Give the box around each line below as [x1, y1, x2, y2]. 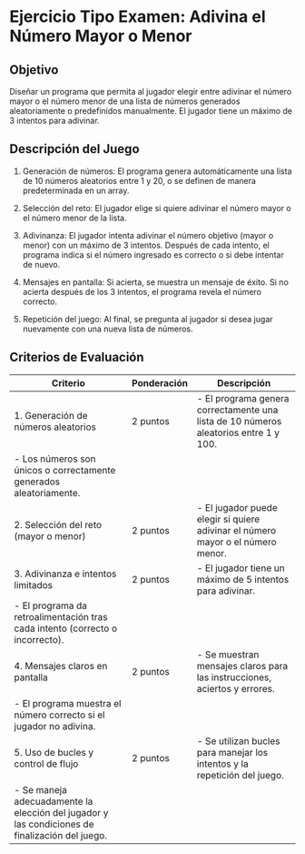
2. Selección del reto [14, 518, 103, 531]
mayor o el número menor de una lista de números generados [9, 96, 241, 107]
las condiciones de [14, 818, 94, 830]
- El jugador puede [196, 501, 279, 513]
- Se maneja [14, 783, 68, 796]
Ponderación [131, 376, 189, 389]
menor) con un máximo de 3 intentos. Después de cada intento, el [22, 239, 270, 250]
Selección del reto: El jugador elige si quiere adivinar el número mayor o [22, 202, 292, 213]
